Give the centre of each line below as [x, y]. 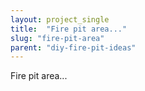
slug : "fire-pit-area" [57, 38]
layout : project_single [60, 19]
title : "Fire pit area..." [69, 29]
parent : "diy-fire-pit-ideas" [73, 47]
